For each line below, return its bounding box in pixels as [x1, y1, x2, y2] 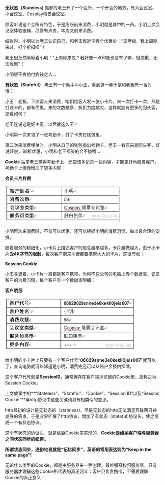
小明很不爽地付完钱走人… [5, 71, 56, 77]
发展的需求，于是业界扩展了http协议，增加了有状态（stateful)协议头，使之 [5, 414, 155, 419]
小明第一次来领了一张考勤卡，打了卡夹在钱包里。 [5, 132, 104, 138]
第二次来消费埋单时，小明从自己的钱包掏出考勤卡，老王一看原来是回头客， [5, 142, 156, 148]
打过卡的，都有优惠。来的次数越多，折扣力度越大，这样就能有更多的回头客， [5, 104, 160, 110]
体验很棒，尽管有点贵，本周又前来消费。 [13, 28, 96, 34]
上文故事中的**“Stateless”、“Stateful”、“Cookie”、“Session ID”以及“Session [5, 390, 160, 396]
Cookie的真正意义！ [5, 475, 46, 480]
